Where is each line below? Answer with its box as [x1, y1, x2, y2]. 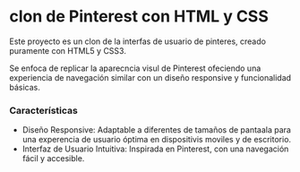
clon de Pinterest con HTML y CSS [9, 6, 269, 27]
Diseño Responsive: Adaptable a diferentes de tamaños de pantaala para [21, 125, 291, 135]
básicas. [9, 82, 40, 92]
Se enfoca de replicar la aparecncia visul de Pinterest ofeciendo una [9, 63, 261, 73]
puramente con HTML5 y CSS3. [9, 45, 127, 56]
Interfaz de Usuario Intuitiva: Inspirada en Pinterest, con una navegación [21, 143, 289, 154]
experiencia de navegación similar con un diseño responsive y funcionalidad [9, 72, 292, 82]
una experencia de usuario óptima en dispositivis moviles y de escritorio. [21, 134, 292, 145]
